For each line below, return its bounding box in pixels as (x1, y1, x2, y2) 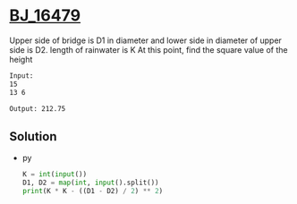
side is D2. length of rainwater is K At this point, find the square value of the (9, 44, 288, 55)
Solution (9, 129, 57, 144)
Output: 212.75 (9, 104, 66, 113)
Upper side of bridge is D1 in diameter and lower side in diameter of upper (9, 35, 282, 46)
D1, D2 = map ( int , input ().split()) (21, 178, 159, 188)
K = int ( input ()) (21, 170, 88, 179)
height (9, 54, 33, 64)
